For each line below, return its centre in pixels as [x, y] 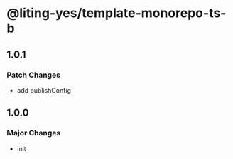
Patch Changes [34, 75]
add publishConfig [44, 90]
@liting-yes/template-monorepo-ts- [116, 13]
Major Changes [34, 133]
